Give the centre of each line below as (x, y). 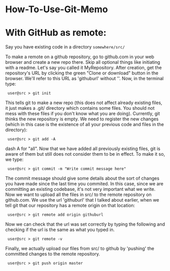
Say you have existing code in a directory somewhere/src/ (65, 47)
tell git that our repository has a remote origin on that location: (70, 206)
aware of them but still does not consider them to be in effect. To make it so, (85, 154)
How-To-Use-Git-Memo (57, 9)
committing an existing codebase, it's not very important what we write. (80, 189)
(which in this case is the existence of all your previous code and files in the (85, 125)
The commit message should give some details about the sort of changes (82, 178)
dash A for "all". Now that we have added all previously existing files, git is (83, 149)
